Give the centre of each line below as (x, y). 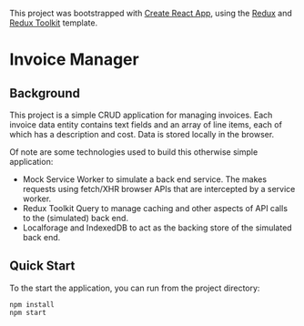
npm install (32, 304)
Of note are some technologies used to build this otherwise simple (134, 152)
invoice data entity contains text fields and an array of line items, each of (146, 125)
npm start (28, 312)
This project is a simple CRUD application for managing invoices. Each (141, 115)
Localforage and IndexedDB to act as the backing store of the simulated (157, 228)
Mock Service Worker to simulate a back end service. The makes (144, 179)
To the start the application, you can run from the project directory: (135, 288)
